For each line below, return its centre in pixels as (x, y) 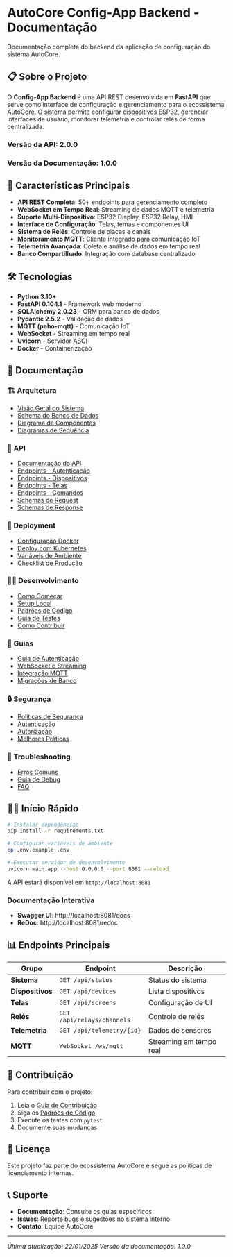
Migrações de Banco (47, 681)
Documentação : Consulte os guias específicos (85, 1212)
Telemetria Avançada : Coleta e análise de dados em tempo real (109, 246)
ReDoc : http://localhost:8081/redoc (68, 923)
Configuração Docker (48, 541)
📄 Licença (29, 1149)
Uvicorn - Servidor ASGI (52, 341)
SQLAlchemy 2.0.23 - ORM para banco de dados (88, 312)
